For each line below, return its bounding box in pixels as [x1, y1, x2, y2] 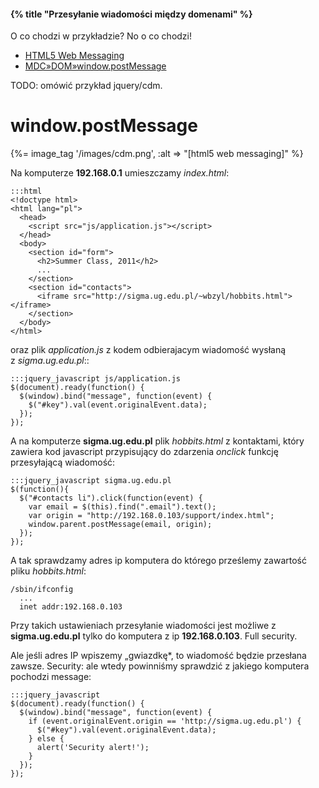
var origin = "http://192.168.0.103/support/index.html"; [28, 511, 275, 521]
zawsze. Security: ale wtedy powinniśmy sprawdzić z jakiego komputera [10, 660, 310, 672]
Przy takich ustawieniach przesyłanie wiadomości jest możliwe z [10, 620, 277, 632]
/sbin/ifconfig [10, 585, 74, 595]
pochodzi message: [10, 671, 92, 683]
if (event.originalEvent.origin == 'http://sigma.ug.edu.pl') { [28, 716, 302, 727]
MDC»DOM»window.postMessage [24, 60, 167, 72]
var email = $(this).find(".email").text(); [28, 502, 217, 512]
